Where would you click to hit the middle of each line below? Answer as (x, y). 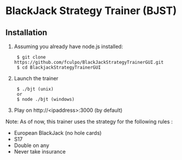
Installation (26, 33)
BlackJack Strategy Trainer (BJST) (91, 11)
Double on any (32, 145)
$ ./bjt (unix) (35, 89)
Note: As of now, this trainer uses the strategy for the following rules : (89, 122)
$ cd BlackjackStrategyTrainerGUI (59, 67)
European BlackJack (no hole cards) (58, 133)
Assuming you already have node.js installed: (68, 46)
